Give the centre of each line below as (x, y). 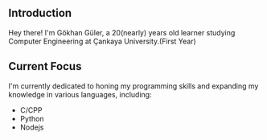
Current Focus (45, 66)
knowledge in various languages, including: (80, 94)
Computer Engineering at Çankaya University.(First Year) (103, 41)
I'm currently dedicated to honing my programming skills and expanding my (133, 86)
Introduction (40, 13)
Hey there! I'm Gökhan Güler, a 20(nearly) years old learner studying (122, 32)
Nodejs (32, 127)
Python (32, 118)
